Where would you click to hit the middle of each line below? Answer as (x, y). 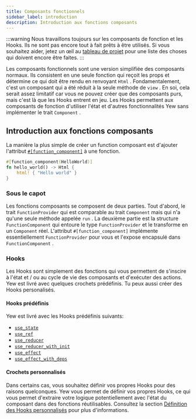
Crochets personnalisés (36, 372)
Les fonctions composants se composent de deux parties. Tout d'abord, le (96, 206)
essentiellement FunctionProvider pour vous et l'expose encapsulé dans (93, 237)
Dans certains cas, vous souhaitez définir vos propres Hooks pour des (91, 385)
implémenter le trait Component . (43, 112)
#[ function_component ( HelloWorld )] (49, 162)
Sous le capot (26, 193)
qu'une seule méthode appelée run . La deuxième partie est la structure (92, 218)
